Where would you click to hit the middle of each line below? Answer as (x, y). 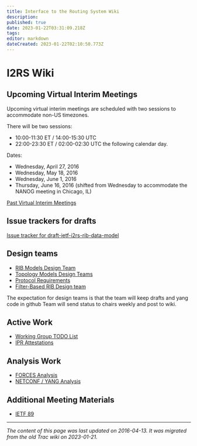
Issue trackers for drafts (51, 221)
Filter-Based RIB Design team (51, 286)
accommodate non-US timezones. (48, 115)
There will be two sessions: (39, 126)
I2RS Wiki (30, 73)
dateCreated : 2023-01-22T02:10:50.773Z (55, 44)
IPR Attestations (34, 342)
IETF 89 (25, 414)
